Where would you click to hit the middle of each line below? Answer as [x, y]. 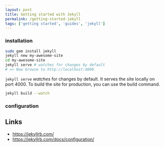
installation [19, 41]
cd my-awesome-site [25, 60]
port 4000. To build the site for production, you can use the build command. [82, 84]
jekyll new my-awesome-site [34, 56]
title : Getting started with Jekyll [43, 14]
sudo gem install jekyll [31, 51]
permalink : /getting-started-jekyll [43, 19]
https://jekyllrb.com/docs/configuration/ [53, 139]
